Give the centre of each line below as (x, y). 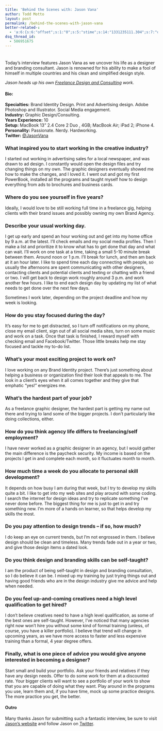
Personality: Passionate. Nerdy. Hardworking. (51, 131)
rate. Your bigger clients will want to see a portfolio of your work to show (78, 681)
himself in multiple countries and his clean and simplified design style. (75, 73)
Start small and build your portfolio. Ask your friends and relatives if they (77, 671)
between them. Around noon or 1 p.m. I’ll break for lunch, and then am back (81, 257)
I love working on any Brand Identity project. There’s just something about (79, 370)
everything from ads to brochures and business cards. (59, 185)
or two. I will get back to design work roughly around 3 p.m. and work (74, 278)
